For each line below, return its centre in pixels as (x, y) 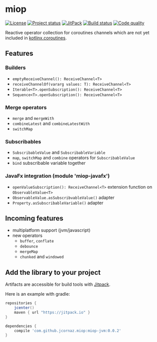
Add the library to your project (53, 272)
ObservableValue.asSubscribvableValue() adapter (63, 197)
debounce (29, 247)
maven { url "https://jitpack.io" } (52, 312)
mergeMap (29, 252)
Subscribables (23, 141)
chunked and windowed (42, 257)
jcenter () (24, 308)
